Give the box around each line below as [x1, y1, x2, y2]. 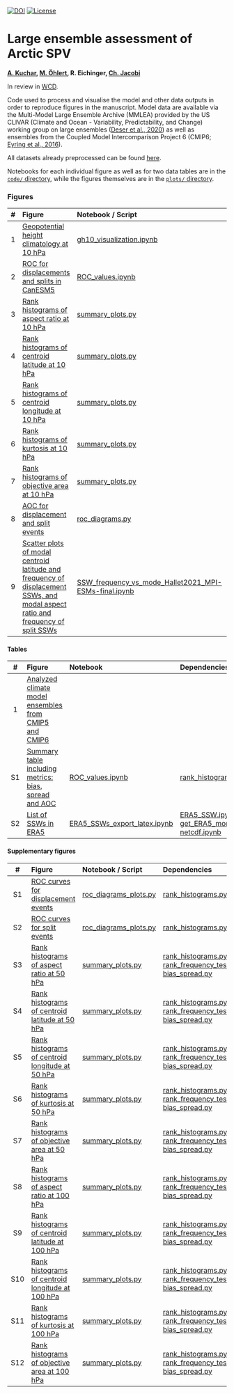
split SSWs [22, 625, 58, 635]
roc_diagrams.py [76, 514, 132, 524]
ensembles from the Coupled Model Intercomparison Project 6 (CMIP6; [7, 132, 212, 141]
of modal [22, 547, 52, 557]
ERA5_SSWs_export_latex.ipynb [69, 819, 173, 829]
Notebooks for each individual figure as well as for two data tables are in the [7, 167, 226, 175]
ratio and [22, 608, 52, 618]
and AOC [26, 799, 56, 808]
